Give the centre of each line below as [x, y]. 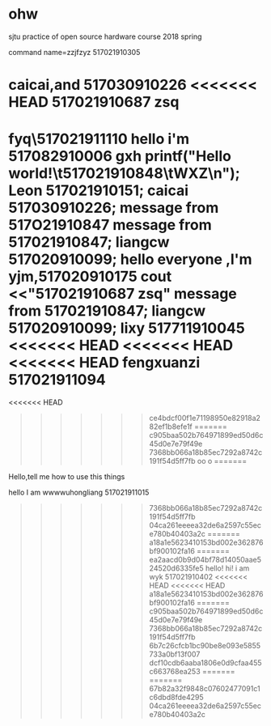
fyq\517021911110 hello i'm [99, 139]
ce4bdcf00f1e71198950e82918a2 [205, 418]
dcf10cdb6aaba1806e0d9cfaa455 [205, 663]
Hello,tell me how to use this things [67, 477]
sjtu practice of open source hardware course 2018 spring [105, 36]
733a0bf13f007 [175, 654]
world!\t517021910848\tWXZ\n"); [124, 174]
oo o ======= [222, 461]
